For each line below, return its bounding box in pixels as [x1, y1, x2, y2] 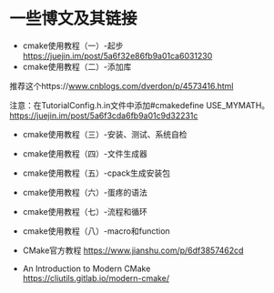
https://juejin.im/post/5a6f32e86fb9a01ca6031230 [22, 50, 213, 61]
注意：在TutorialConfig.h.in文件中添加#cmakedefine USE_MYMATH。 [9, 99, 270, 110]
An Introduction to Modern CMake [22, 263, 151, 274]
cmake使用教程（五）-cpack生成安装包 [22, 167, 171, 178]
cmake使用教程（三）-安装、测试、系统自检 [22, 128, 188, 139]
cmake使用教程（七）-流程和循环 [22, 206, 147, 217]
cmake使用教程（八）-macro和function [22, 225, 170, 237]
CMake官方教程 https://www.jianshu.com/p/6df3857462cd [22, 245, 244, 256]
